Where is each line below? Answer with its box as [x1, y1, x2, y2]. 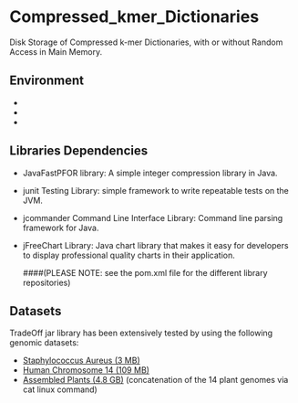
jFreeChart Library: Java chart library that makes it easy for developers [22, 239, 289, 250]
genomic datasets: [9, 337, 79, 348]
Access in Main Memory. [9, 46, 103, 57]
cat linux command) [22, 384, 98, 395]
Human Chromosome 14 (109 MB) [22, 365, 150, 376]
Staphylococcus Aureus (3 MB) [22, 355, 140, 366]
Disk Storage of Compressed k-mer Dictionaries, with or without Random [9, 37, 283, 48]
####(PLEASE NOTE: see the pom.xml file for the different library [22, 267, 268, 278]
